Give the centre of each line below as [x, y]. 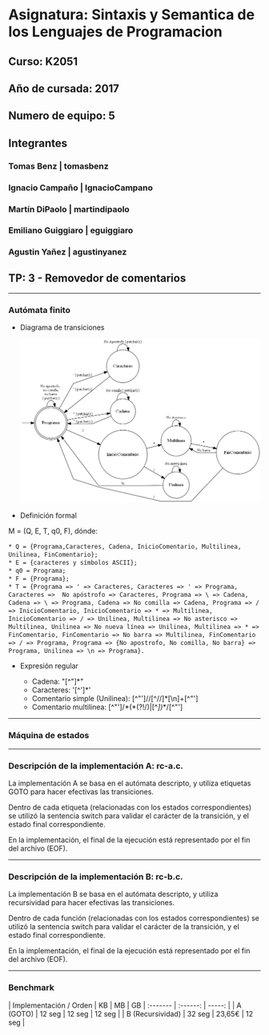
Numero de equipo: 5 [62, 116]
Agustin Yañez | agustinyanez [68, 252]
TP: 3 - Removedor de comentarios [97, 278]
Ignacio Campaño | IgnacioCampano [81, 188]
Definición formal [48, 516]
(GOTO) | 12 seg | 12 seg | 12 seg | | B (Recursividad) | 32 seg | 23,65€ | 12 [131, 1013]
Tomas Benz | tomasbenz [59, 166]
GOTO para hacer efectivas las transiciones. [81, 791]
